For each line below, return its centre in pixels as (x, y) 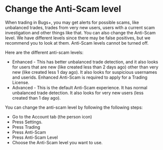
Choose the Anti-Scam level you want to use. (57, 142)
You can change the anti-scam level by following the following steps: (74, 107)
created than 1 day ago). (36, 98)
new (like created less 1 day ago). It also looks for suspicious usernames (84, 72)
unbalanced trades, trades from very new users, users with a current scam (80, 27)
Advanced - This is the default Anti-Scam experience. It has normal (80, 87)
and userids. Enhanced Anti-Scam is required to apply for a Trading (80, 77)
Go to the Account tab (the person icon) (52, 117)
